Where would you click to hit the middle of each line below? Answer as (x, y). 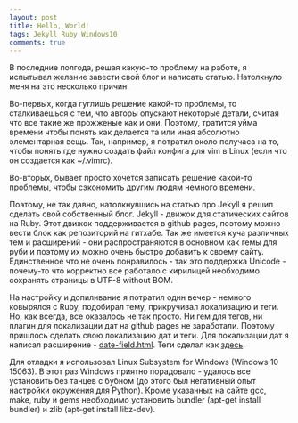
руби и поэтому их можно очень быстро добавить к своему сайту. (137, 252)
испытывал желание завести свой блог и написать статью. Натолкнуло (146, 77)
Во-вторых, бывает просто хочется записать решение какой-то (131, 178)
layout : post (33, 17)
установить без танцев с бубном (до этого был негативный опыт (133, 381)
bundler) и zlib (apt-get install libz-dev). (83, 410)
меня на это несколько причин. (69, 86)
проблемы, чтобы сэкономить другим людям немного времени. (132, 187)
